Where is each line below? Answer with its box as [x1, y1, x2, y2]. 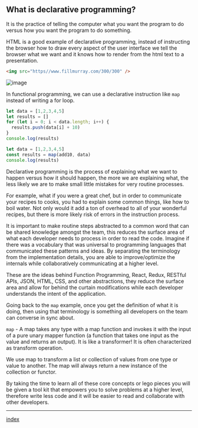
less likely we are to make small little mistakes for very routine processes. [6, 180, 184, 188]
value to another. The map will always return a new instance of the [6, 362, 167, 369]
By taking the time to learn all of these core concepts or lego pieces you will [6, 380, 190, 387]
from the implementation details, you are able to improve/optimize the [6, 253, 176, 260]
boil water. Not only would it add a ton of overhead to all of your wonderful [6, 204, 187, 211]
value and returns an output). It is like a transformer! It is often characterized [6, 338, 192, 345]
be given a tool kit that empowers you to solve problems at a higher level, [6, 386, 184, 393]
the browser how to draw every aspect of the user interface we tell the [6, 44, 177, 51]
